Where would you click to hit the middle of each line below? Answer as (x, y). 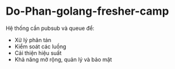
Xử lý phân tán (33, 40)
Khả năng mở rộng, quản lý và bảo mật (63, 59)
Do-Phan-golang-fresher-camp (87, 11)
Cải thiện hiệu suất (38, 53)
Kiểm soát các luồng (40, 46)
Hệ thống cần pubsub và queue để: (50, 28)
